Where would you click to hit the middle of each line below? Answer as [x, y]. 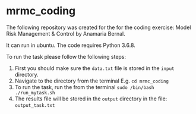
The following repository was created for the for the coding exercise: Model [99, 27]
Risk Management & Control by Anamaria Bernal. [66, 33]
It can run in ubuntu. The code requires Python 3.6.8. [71, 45]
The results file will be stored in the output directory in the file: [91, 99]
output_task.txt [35, 105]
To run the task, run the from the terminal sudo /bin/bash [84, 87]
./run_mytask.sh [35, 93]
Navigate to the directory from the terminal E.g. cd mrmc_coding [92, 81]
